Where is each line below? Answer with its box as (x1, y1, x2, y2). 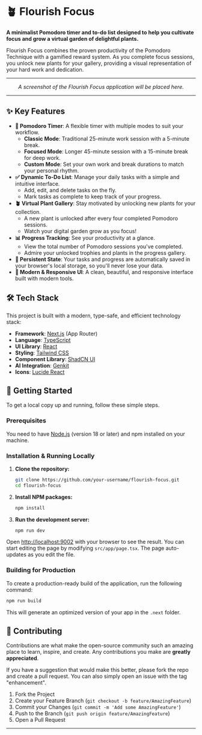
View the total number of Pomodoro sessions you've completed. (23, 243, 183, 250)
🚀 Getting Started (6, 385, 73, 395)
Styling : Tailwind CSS (14, 349, 69, 356)
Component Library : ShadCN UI (14, 355, 96, 362)
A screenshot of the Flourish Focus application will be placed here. (17, 83, 185, 90)
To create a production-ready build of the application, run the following (6, 579, 182, 587)
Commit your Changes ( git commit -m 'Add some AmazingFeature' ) (14, 704, 182, 711)
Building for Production (6, 566, 76, 575)
